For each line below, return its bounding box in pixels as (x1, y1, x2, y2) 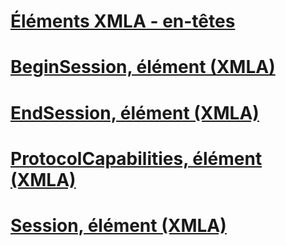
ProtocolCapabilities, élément (10, 147, 263, 170)
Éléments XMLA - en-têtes (10, 10, 236, 33)
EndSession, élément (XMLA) (10, 101, 260, 124)
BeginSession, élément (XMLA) (10, 56, 276, 79)
